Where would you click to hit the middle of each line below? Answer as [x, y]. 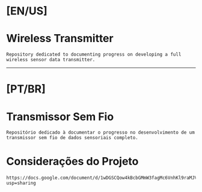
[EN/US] [27, 11]
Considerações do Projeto [72, 162]
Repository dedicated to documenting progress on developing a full [94, 55]
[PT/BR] [26, 89]
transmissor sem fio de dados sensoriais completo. [72, 138]
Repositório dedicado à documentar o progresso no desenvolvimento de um [101, 133]
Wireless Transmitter [60, 39]
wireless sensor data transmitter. [51, 60]
